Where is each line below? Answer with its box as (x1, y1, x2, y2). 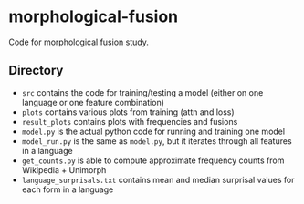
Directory (8, 63, 64, 78)
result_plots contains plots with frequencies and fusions (21, 116, 238, 127)
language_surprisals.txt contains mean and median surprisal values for (21, 174, 295, 185)
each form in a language (21, 184, 114, 195)
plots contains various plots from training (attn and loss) (21, 107, 235, 117)
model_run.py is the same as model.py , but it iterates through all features (21, 135, 293, 147)
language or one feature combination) (21, 97, 165, 107)
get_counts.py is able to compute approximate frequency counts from (21, 155, 285, 166)
